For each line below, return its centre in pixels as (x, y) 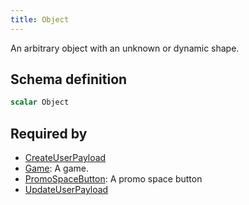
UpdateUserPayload (66, 190)
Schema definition (69, 79)
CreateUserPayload (65, 158)
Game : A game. (57, 168)
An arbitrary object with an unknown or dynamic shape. (125, 48)
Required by (49, 133)
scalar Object (40, 102)
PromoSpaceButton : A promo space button (113, 179)
